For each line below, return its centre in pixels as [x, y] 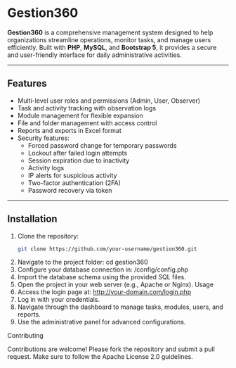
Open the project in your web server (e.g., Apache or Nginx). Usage [116, 285]
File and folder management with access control [87, 123]
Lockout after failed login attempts [78, 153]
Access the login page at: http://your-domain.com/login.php [104, 292]
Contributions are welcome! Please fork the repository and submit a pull [111, 349]
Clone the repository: [48, 236]
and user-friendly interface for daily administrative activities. [95, 55]
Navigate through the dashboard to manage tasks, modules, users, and [120, 307]
